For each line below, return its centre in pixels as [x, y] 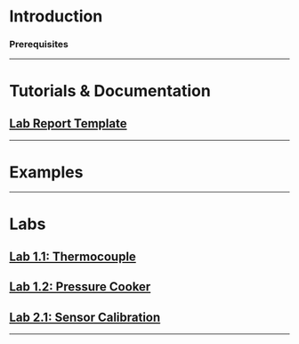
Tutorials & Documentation [110, 90]
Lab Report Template [68, 123]
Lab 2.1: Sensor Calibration [85, 317]
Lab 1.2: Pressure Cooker [80, 287]
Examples [46, 172]
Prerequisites [39, 45]
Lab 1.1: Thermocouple [73, 257]
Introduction [56, 16]
